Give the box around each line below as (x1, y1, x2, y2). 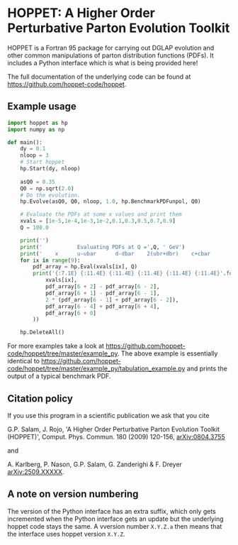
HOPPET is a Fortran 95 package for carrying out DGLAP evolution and (7, 43, 215, 52)
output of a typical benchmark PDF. (7, 372, 111, 380)
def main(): (7, 138, 42, 146)
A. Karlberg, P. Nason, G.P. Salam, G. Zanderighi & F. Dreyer (7, 460, 183, 468)
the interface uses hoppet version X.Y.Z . (7, 529, 125, 538)
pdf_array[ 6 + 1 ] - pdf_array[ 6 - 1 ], (45, 290, 160, 297)
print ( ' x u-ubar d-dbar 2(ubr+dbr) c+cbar (20, 250, 211, 257)
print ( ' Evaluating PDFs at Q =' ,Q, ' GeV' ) (20, 243, 186, 251)
